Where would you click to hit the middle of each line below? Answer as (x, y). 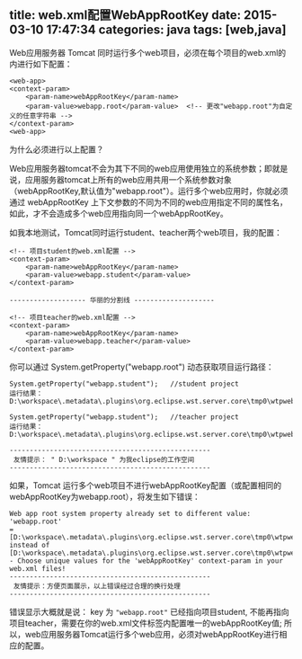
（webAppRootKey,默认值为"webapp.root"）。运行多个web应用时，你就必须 (149, 191)
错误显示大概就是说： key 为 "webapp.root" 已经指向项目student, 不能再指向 (149, 611)
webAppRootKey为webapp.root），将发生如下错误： (105, 496)
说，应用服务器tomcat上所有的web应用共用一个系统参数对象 (120, 179)
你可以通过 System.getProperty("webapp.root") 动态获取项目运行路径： (142, 367)
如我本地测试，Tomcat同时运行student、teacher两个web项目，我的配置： (146, 232)
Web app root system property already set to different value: (130, 513)
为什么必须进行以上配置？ (57, 149)
